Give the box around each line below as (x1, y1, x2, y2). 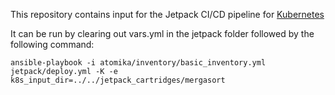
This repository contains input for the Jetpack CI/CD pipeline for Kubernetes (10, 9, 325, 20)
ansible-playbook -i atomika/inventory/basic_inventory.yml (10, 58, 267, 68)
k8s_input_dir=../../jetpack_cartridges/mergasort (10, 75, 226, 85)
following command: (10, 39, 95, 50)
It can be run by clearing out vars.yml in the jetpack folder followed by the (10, 28, 315, 39)
